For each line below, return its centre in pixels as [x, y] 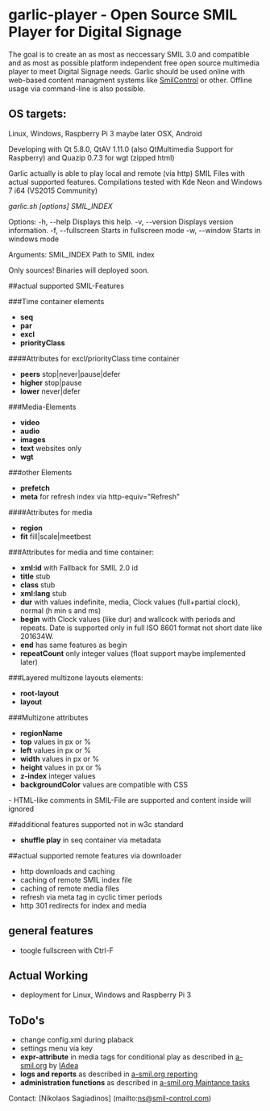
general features [51, 931]
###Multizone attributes [48, 717]
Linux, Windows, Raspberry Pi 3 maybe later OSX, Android [106, 133]
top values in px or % [55, 741]
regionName [41, 733]
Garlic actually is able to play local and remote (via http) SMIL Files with [127, 173]
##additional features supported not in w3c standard [96, 824]
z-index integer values [58, 775]
